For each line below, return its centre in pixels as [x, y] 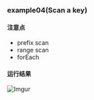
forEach [28, 57]
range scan [33, 50]
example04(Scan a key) [47, 10]
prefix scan [33, 43]
